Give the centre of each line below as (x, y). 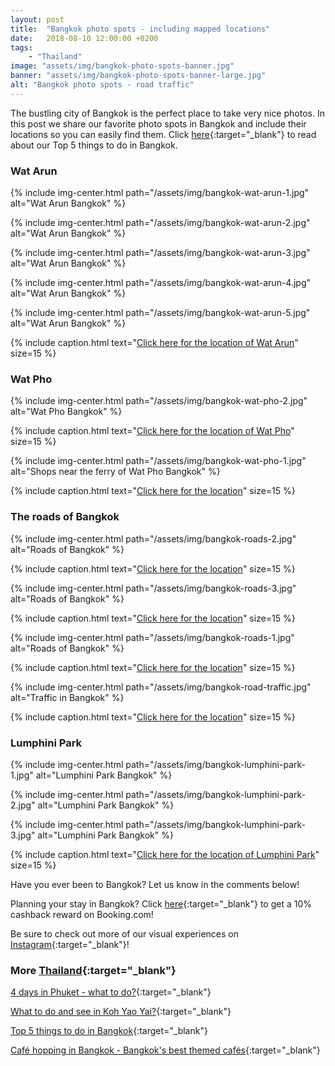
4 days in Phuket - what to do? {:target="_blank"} (111, 992)
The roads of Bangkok (65, 517)
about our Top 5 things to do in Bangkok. (94, 145)
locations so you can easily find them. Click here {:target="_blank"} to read (163, 134)
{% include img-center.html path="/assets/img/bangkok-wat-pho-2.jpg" (159, 401)
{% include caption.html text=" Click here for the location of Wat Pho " (152, 431)
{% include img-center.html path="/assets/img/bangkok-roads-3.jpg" (153, 588)
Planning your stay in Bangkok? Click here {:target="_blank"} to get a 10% (161, 903)
